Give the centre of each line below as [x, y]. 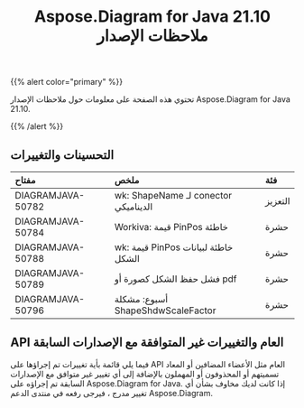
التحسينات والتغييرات [62, 155]
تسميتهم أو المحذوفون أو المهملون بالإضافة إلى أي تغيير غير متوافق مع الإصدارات [145, 374]
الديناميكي [134, 207]
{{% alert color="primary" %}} [67, 82]
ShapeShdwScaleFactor [165, 311]
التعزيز [278, 201]
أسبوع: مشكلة [141, 299]
